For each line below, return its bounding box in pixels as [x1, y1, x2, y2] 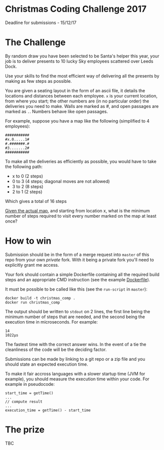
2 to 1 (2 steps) [12, 189, 43, 195]
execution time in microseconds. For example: [5, 319, 98, 325]
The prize [5, 424, 45, 435]
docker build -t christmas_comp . [5, 296, 76, 300]
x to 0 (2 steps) [12, 173, 43, 179]
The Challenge [5, 37, 66, 48]
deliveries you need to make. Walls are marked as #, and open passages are [5, 103, 159, 109]
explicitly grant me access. [5, 262, 59, 268]
